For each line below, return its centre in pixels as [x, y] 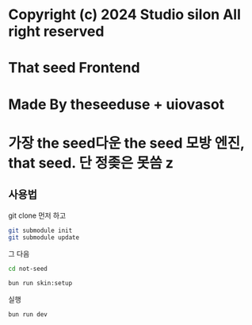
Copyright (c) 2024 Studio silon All [125, 15]
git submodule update [44, 238]
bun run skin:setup [40, 284]
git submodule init [40, 230]
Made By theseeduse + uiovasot [116, 104]
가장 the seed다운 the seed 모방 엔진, [126, 143]
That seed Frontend [74, 68]
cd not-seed [28, 269]
